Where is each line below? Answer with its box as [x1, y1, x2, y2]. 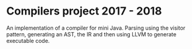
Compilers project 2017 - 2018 [6, 4, 162, 18]
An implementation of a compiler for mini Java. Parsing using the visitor [6, 24, 186, 31]
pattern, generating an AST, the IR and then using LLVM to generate [6, 30, 177, 38]
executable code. [6, 37, 50, 44]
